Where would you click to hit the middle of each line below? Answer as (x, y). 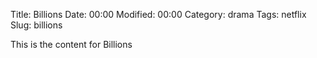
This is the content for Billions (71, 44)
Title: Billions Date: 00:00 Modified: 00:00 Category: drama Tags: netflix (158, 14)
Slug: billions (36, 25)
